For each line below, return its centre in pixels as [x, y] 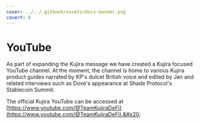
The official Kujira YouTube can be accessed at [65, 102]
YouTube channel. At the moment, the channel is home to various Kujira [95, 71]
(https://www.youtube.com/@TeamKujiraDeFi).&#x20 [73, 114]
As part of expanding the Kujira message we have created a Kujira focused [99, 64]
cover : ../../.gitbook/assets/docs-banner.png [66, 12]
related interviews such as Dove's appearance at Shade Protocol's [89, 83]
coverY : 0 [19, 18]
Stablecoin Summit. [31, 90]
